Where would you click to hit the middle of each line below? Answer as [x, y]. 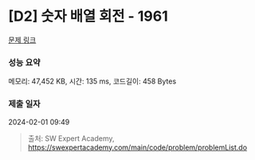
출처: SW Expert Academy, [71, 138]
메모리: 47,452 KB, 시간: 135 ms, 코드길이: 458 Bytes [92, 81]
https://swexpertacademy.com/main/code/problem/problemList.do [137, 147]
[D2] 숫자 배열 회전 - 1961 [88, 16]
